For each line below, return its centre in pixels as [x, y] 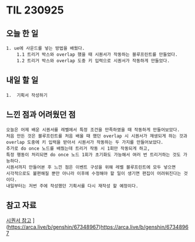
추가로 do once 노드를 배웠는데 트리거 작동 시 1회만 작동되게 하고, [78, 148]
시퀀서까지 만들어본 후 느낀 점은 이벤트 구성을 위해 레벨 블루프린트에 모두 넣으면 [91, 167]
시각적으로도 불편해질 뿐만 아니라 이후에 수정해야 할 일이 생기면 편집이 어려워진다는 [94, 173]
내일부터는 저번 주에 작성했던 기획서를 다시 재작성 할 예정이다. [72, 186]
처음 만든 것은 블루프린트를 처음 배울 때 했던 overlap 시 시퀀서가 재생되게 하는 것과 [97, 136]
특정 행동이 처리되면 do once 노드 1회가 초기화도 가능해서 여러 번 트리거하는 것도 [93, 154]
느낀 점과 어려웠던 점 [41, 115]
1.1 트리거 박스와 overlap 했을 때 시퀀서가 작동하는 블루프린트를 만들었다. [97, 55]
